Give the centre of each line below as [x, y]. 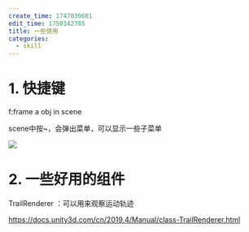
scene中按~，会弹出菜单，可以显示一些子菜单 [85, 129]
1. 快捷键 [37, 89]
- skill [29, 46]
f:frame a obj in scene [45, 112]
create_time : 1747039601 [50, 16]
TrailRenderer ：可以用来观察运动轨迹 [71, 203]
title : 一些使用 [33, 31]
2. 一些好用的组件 [67, 180]
